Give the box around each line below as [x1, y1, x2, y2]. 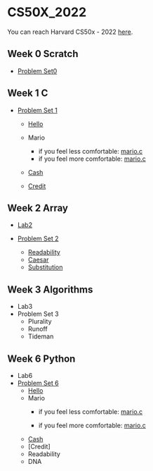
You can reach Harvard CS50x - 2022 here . [7, 27, 133, 36]
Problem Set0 [17, 66, 58, 75]
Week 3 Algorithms [7, 283, 93, 295]
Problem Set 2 [17, 234, 59, 243]
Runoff [27, 325, 48, 334]
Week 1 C [7, 87, 48, 99]
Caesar [27, 255, 49, 264]
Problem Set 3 [17, 310, 59, 318]
